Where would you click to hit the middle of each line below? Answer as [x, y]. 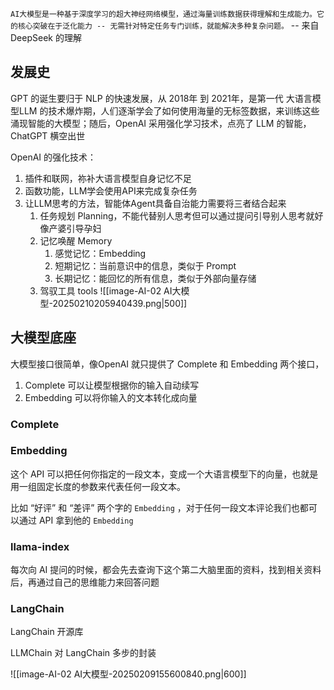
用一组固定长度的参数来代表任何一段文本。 [98, 486]
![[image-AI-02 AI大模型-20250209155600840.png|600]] [128, 674]
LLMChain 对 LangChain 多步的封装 [83, 653]
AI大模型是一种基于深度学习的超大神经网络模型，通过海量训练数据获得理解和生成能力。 [163, 14]
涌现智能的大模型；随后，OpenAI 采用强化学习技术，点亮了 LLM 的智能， [161, 123]
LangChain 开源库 [47, 632]
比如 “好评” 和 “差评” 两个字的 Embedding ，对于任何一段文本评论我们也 [155, 507]
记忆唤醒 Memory [76, 240]
